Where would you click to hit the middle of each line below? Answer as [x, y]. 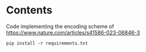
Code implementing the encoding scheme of [60, 26]
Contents [29, 10]
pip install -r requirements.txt [47, 43]
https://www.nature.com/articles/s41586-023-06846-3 [73, 32]
